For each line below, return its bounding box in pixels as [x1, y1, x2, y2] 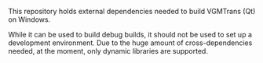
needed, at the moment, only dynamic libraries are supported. [8, 47, 208, 55]
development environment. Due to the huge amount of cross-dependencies [8, 38, 253, 47]
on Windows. [8, 15, 51, 24]
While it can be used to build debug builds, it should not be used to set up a [8, 30, 253, 39]
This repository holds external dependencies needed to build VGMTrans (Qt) [8, 7, 256, 16]
